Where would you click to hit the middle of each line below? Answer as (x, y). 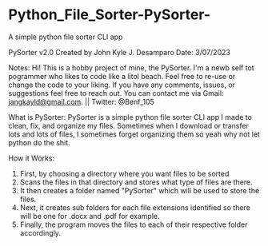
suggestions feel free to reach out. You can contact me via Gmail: (116, 93)
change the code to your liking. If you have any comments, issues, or (122, 85)
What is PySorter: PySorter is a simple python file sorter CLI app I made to (130, 117)
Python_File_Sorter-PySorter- (109, 15)
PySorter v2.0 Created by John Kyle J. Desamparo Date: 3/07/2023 (119, 52)
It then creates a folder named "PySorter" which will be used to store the (140, 190)
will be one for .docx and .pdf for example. (90, 216)
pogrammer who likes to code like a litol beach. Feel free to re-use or (122, 76)
